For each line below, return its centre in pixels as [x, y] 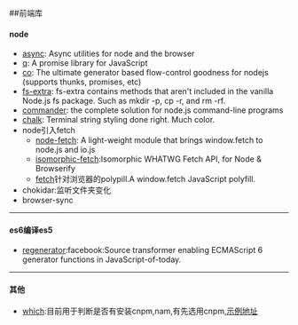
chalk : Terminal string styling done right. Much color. [118, 120]
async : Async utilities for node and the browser [108, 54]
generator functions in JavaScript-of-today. [102, 259]
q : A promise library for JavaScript [85, 63]
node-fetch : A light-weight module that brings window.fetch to [149, 140]
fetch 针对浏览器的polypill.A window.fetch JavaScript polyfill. [145, 179]
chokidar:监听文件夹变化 [67, 190]
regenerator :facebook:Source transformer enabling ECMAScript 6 [142, 250]
